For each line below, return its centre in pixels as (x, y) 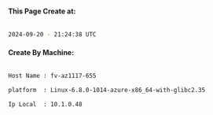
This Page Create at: (42, 11)
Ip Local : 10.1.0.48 (45, 105)
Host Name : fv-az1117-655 (52, 76)
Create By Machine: (41, 52)
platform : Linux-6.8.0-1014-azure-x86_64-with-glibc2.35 (107, 91)
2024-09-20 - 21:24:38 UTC (52, 35)
